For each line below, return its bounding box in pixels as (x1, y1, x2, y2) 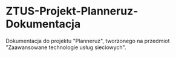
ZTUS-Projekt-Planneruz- (5, 4, 139, 18)
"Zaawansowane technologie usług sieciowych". (5, 44, 126, 51)
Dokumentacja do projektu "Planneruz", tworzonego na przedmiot (5, 37, 170, 44)
